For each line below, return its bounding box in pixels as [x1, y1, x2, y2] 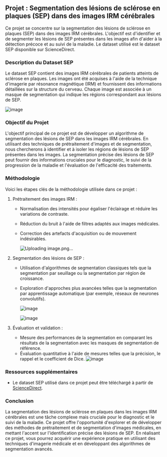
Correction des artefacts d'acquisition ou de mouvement [19, 230, 136, 236]
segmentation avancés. [5, 446, 53, 452]
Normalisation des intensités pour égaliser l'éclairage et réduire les [19, 205, 157, 212]
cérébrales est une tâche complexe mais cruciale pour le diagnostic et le [5, 414, 155, 420]
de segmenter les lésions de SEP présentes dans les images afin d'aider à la [5, 36, 162, 42]
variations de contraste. [19, 211, 69, 217]
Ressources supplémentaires [5, 368, 78, 375]
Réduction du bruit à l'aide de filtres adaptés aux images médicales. [19, 220, 160, 227]
